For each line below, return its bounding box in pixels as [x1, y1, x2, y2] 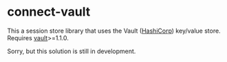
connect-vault [7, 4, 91, 20]
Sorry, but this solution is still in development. [7, 47, 136, 55]
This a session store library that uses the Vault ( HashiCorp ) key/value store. [7, 27, 221, 35]
